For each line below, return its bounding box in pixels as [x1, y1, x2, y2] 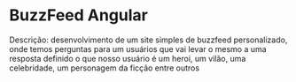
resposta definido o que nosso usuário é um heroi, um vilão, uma [9, 53, 246, 63]
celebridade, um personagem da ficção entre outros [9, 63, 200, 73]
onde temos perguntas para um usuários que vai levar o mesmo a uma [9, 43, 268, 54]
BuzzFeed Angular [9, 5, 149, 26]
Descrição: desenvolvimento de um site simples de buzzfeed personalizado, [9, 34, 288, 45]
